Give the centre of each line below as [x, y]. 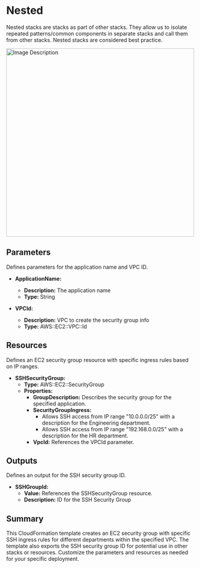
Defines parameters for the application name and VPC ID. [77, 267]
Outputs [22, 460]
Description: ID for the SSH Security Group [77, 500]
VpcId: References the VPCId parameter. [83, 442]
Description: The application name [67, 290]
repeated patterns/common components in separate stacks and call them [97, 33]
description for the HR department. [85, 435]
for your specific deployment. [43, 559]
